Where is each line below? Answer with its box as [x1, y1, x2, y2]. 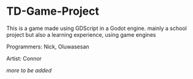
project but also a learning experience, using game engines [6, 31, 156, 38]
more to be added [6, 66, 52, 74]
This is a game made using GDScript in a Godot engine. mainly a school [6, 24, 187, 32]
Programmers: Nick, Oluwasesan [6, 43, 89, 50]
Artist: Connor [6, 55, 42, 62]
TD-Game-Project [6, 4, 99, 18]
